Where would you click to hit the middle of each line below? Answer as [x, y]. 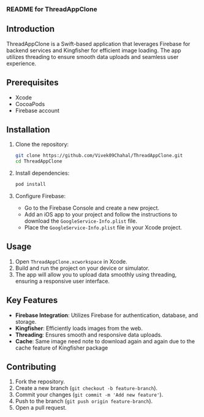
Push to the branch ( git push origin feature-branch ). [84, 401]
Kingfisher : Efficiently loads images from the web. [79, 328]
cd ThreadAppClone [39, 161]
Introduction [31, 29]
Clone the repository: [42, 144]
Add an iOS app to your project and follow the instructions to [101, 214]
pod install [30, 185]
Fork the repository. [40, 381]
